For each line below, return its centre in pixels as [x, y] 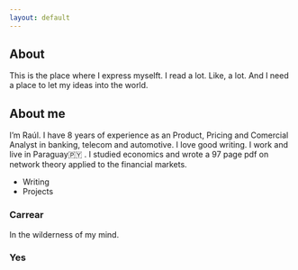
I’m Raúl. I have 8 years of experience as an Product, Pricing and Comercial [149, 135]
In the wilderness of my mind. [64, 234]
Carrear [27, 215]
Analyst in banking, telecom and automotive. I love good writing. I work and [149, 145]
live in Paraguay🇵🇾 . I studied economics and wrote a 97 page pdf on [139, 155]
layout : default [40, 18]
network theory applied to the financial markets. [98, 165]
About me [37, 113]
